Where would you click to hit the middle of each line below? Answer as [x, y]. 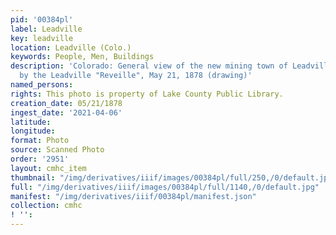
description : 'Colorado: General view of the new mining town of [149, 66]
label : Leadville [46, 29]
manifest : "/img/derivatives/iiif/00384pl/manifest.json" [133, 196]
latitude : [31, 122]
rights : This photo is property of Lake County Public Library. [147, 94]
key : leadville [42, 38]
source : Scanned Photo [57, 150]
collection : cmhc [46, 206]
